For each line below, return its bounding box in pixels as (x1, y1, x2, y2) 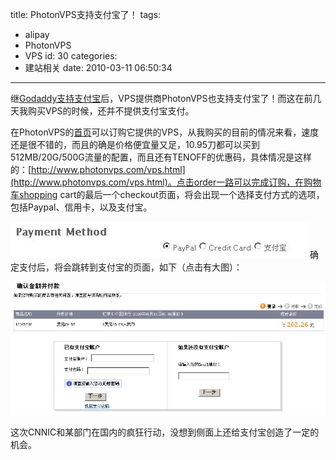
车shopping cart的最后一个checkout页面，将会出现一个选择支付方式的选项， (10, 189, 325, 200)
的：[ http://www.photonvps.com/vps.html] (10, 164, 186, 175)
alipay (24, 29, 50, 40)
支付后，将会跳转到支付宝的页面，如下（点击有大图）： (18, 261, 243, 273)
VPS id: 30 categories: (24, 50, 118, 62)
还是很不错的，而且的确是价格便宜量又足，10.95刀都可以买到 (10, 139, 261, 150)
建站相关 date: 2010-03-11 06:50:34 (24, 62, 173, 73)
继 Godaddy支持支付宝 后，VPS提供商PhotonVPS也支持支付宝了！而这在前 (10, 93, 313, 104)
